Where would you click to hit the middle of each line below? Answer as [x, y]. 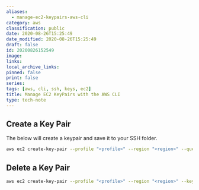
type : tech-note [26, 100]
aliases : [17, 12]
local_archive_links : [33, 67]
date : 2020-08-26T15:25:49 [39, 34]
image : [14, 56]
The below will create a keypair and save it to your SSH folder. [82, 138]
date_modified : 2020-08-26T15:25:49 [51, 39]
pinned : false [24, 72]
